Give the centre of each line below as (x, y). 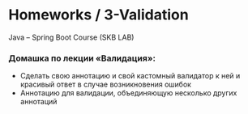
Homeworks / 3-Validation (98, 15)
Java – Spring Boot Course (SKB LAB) (71, 37)
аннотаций (38, 102)
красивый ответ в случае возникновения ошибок (106, 84)
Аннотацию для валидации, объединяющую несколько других (128, 93)
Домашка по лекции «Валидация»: (82, 58)
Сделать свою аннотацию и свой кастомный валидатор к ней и (130, 76)
